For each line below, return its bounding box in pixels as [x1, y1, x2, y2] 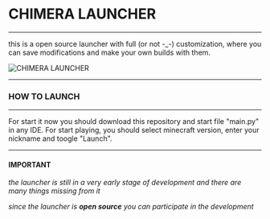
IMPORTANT [8, 159, 51, 169]
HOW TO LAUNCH [8, 90, 80, 101]
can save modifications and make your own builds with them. [8, 48, 211, 57]
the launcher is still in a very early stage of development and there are [8, 178, 242, 188]
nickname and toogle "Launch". [8, 134, 112, 143]
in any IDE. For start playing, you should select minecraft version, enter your [8, 126, 260, 135]
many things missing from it [8, 186, 100, 196]
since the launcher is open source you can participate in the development [8, 202, 255, 212]
